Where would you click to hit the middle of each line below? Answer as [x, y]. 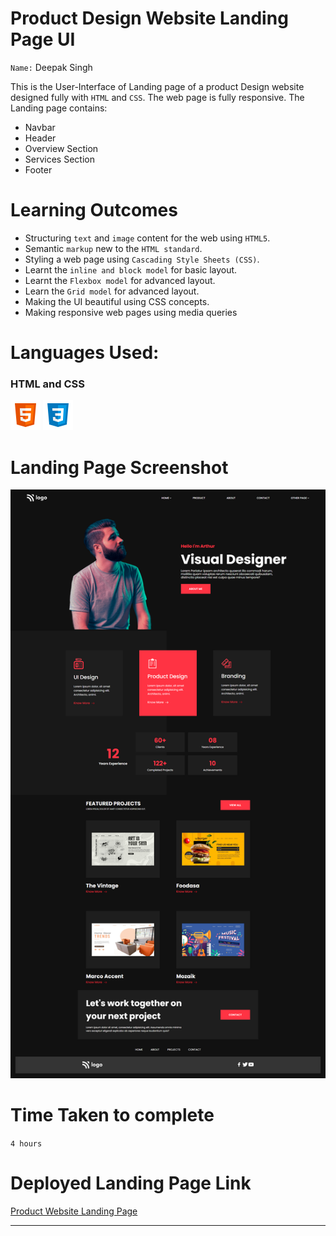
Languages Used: [85, 353]
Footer [38, 169]
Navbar [40, 127]
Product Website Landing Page [74, 1211]
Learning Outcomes [94, 210]
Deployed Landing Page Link [131, 1183]
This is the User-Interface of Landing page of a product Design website [157, 86]
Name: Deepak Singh [51, 67]
